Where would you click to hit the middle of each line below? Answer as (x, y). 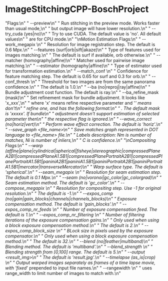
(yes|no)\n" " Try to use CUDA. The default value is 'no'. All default (92, 34)
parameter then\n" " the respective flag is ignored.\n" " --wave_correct (78, 119)
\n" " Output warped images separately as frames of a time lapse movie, (80, 262)
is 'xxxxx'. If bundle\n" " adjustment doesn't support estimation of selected (82, 113)
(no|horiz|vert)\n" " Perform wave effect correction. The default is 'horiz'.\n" (84, 124)
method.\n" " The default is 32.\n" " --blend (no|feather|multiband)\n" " (79, 241)
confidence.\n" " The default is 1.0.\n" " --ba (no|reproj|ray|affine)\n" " (78, 87)
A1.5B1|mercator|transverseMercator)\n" (47, 167)
